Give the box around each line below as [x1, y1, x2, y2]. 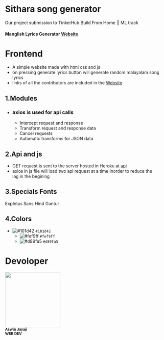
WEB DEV [5, 331, 22, 336]
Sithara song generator [5, 3, 101, 15]
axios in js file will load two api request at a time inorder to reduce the [12, 168, 153, 174]
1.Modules [5, 94, 38, 103]
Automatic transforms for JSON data [19, 136, 94, 142]
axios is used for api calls [12, 109, 74, 116]
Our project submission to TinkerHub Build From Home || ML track [5, 20, 139, 26]
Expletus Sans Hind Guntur [5, 200, 60, 207]
